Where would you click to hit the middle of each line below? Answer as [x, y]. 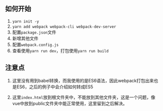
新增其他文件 [25, 38]
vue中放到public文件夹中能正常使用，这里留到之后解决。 [70, 103]
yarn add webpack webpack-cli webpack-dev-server [64, 27]
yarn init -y [26, 21]
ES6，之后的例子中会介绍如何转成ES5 [55, 87]
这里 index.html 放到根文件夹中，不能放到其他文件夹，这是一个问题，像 [84, 97]
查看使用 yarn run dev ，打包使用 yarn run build [60, 50]
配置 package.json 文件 [34, 32]
